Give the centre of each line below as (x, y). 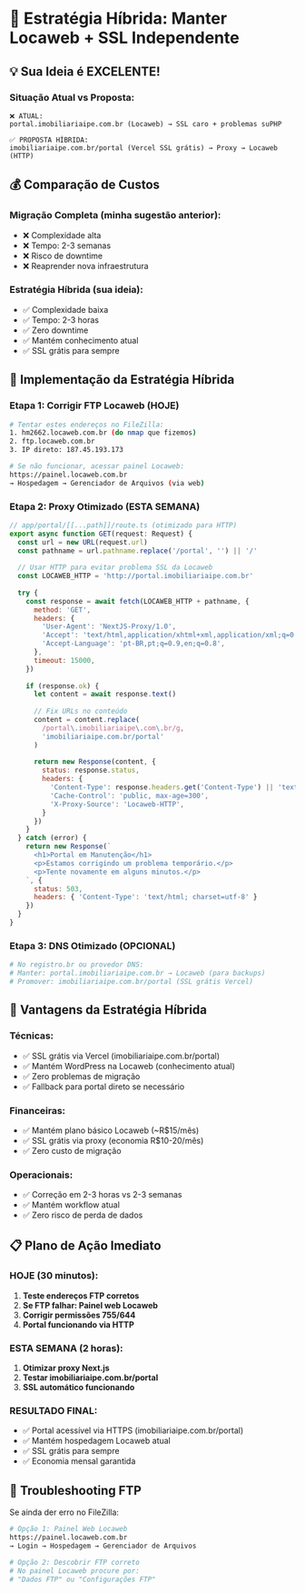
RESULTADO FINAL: (54, 1411)
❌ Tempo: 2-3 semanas (67, 245)
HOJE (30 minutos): (54, 1276)
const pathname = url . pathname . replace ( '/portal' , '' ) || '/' (138, 551)
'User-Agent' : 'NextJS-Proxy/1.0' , (109, 626)
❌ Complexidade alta (62, 235)
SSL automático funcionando (79, 1388)
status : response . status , (91, 771)
